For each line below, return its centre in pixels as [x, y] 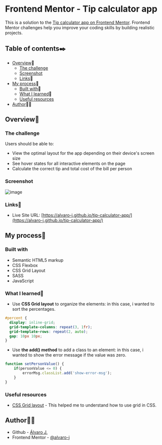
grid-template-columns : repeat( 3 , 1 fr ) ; [51, 327]
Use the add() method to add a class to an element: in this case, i [78, 350]
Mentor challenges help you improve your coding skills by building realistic [80, 27]
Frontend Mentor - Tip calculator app [81, 9]
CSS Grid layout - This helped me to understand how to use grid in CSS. [84, 405]
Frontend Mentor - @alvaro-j [41, 437]
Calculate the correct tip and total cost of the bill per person [72, 169]
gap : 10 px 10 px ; [26, 336]
